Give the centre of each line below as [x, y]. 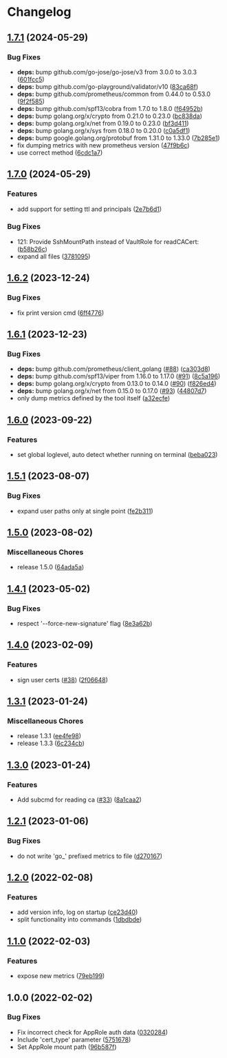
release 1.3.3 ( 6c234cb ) [51, 743]
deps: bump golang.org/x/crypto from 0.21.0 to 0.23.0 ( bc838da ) [110, 116]
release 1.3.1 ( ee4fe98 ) [49, 736]
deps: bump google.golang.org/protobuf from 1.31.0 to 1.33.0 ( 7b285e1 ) [118, 138]
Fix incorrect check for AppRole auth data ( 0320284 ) [93, 1032]
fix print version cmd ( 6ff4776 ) [61, 313]
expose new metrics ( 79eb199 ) [61, 976]
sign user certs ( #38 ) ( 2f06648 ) [63, 680]
